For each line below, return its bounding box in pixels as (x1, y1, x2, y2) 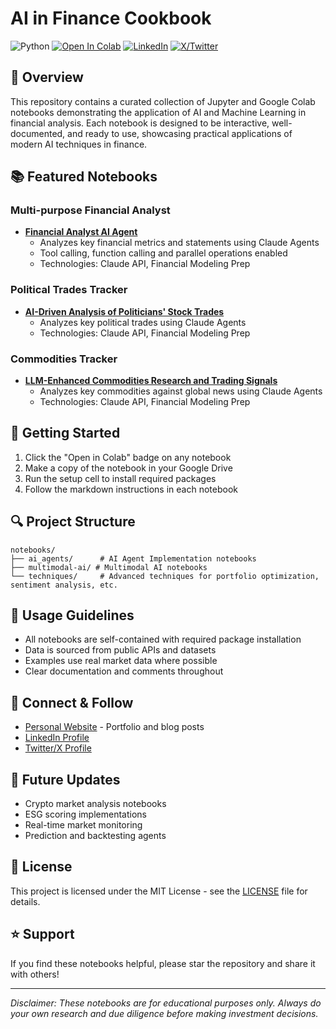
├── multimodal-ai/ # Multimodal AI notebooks (10, 562, 208, 572)
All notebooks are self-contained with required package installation (24, 633, 302, 646)
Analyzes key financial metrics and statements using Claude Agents (39, 237, 320, 249)
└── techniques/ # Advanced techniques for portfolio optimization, (10, 571, 320, 581)
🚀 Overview (10, 69, 84, 86)
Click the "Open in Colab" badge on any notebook (24, 451, 232, 463)
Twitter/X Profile (24, 742, 92, 754)
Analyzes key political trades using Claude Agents (39, 316, 247, 328)
